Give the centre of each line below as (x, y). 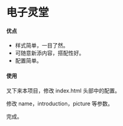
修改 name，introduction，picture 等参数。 (60, 103)
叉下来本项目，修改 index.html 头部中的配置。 (63, 90)
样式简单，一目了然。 (42, 46)
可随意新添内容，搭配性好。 (50, 53)
